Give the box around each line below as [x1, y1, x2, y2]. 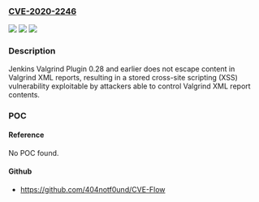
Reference [8, 130, 45, 140]
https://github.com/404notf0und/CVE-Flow [19, 184, 166, 194]
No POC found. [8, 148, 59, 157]
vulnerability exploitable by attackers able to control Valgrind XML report [8, 81, 251, 91]
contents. [8, 89, 41, 99]
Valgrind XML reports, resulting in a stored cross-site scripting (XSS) [8, 72, 238, 82]
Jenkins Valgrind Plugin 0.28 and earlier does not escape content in [8, 63, 235, 74]
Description [8, 45, 56, 57]
